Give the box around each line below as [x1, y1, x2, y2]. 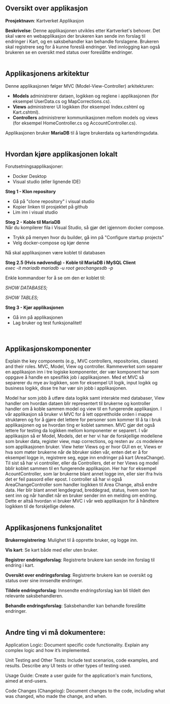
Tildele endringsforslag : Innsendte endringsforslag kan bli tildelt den [5, 587, 150, 593]
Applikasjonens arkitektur [5, 69, 90, 78]
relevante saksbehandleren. [5, 593, 63, 599]
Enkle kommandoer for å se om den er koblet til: [5, 275, 106, 281]
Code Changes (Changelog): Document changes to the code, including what [5, 688, 165, 694]
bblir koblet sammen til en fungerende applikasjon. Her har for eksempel [5, 465, 157, 472]
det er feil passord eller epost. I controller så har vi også [5, 476, 122, 482]
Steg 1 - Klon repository [5, 189, 56, 195]
